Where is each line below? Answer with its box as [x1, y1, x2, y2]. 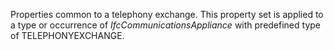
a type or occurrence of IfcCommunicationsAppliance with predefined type [10, 19, 321, 31]
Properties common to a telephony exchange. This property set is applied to [10, 9, 324, 20]
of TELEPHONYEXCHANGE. [10, 30, 125, 41]
